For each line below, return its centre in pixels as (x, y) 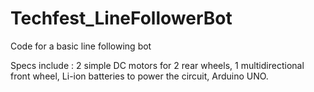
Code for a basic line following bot (81, 46)
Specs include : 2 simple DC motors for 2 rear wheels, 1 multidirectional (157, 65)
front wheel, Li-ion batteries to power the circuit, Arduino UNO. (139, 76)
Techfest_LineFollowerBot (121, 18)
